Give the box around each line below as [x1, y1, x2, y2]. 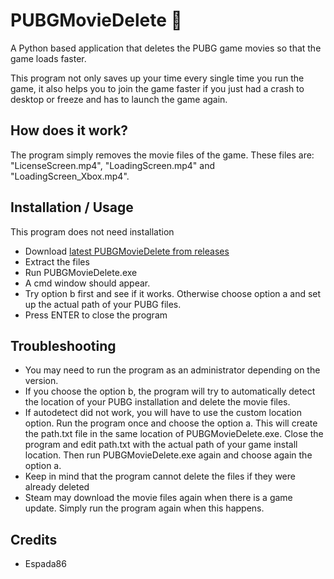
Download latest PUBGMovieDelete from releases [24, 245, 230, 257]
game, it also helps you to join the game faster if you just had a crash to [10, 82, 305, 94]
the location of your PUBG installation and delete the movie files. [24, 396, 291, 408]
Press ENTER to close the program [24, 309, 168, 321]
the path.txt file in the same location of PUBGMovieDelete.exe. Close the [24, 428, 324, 440]
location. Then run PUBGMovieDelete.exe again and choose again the [24, 449, 313, 461]
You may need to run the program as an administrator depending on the [24, 364, 321, 376]
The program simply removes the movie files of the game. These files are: [10, 149, 315, 161]
